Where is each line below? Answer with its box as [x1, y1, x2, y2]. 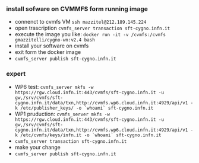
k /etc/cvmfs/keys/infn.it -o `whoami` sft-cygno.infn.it [14, 132, 162, 138]
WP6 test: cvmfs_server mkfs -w [14, 83, 94, 90]
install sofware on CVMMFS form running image [6, 5, 149, 13]
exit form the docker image [14, 49, 81, 56]
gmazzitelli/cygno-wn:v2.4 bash [14, 37, 95, 43]
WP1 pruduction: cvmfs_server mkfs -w [14, 110, 110, 117]
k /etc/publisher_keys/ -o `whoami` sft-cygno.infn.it [14, 105, 154, 111]
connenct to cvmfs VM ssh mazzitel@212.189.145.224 [14, 18, 147, 25]
